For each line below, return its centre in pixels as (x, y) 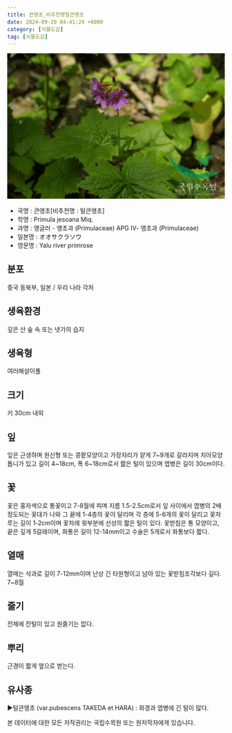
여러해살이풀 (24, 371)
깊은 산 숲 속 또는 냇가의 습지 (46, 329)
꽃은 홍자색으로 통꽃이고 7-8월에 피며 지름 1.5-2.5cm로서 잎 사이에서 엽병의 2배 (115, 505)
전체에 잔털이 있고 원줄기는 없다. (51, 624)
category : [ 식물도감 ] (35, 29)
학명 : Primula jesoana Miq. (55, 219)
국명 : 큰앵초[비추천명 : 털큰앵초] (61, 211)
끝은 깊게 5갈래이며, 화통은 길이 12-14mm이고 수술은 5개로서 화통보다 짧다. (108, 531)
